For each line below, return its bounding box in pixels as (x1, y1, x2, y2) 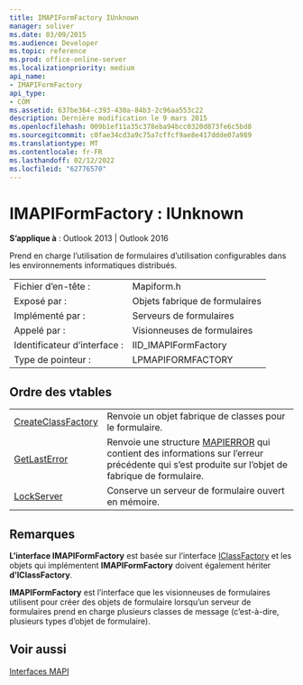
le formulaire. (106, 421, 163, 434)
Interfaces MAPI (9, 665, 69, 677)
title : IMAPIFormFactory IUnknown (9, 13, 140, 23)
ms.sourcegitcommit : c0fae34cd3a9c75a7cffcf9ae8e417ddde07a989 (9, 131, 252, 140)
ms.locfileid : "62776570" (9, 164, 106, 173)
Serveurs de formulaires (132, 310, 234, 322)
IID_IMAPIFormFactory (132, 339, 227, 352)
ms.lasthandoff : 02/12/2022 (9, 155, 115, 165)
